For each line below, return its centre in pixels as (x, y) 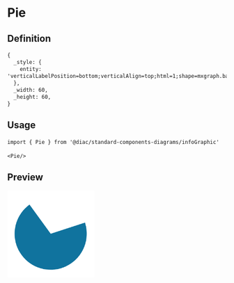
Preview (25, 178)
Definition (29, 39)
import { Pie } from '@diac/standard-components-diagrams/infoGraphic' (113, 142)
